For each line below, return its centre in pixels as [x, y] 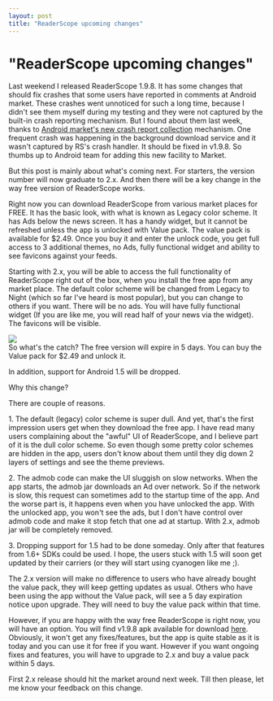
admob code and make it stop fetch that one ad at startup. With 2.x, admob [134, 521]
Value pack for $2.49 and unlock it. [67, 356]
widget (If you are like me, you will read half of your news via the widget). [131, 315]
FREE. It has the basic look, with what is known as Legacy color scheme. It [133, 213]
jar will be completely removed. [61, 530]
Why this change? [39, 388]
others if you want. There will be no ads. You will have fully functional [125, 307]
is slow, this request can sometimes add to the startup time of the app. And [134, 495]
